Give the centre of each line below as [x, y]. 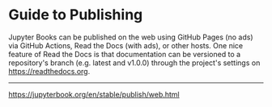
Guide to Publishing [76, 15]
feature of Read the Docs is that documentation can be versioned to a [125, 54]
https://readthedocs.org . [49, 71]
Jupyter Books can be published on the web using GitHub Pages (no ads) [131, 37]
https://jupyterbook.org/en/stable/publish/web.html [94, 94]
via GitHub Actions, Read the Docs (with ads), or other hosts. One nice [126, 45]
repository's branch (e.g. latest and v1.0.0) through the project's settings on [134, 63]
